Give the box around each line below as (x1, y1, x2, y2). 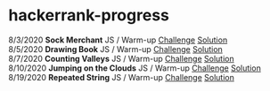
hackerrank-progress (8, 5, 170, 26)
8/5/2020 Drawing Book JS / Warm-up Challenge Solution (8, 43, 224, 54)
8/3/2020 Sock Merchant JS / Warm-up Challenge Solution (8, 34, 228, 45)
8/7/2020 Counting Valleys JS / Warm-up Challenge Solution (8, 53, 234, 64)
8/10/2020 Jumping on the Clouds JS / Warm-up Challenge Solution (8, 63, 262, 73)
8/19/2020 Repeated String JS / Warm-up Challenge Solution (8, 72, 235, 82)
